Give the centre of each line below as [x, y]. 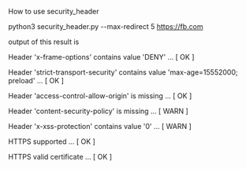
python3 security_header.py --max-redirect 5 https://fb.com [106, 26]
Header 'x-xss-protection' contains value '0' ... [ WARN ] [100, 126]
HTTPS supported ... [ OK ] [52, 141]
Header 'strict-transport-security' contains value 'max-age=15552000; [123, 72]
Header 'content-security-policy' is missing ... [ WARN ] [99, 111]
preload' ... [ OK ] [36, 81]
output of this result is [44, 42]
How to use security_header [54, 11]
